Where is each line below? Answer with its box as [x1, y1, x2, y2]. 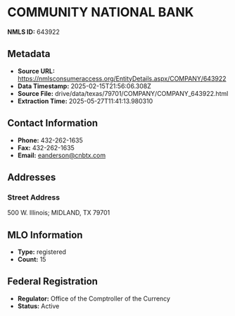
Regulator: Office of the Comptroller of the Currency [17, 294, 171, 303]
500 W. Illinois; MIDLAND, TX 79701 [7, 209, 110, 217]
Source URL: [17, 66, 55, 75]
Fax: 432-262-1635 [17, 143, 75, 152]
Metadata [7, 48, 51, 60]
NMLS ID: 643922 [7, 28, 60, 36]
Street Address [7, 192, 61, 202]
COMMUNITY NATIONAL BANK [7, 4, 194, 20]
